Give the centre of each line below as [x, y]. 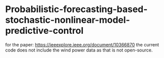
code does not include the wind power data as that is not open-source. [79, 50]
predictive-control [44, 31]
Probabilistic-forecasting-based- [76, 9]
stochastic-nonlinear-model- [68, 20]
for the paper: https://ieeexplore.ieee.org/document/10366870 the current [82, 44]
